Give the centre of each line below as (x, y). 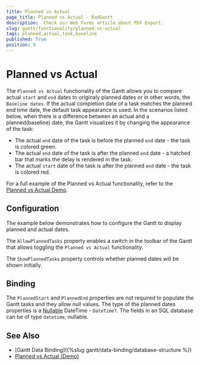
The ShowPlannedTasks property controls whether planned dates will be (93, 258)
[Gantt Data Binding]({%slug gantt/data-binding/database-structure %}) (103, 350)
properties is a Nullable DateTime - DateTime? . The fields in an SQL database (100, 311)
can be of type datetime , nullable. (47, 317)
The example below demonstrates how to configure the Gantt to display (94, 223)
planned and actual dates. (38, 229)
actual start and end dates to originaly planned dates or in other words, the (98, 97)
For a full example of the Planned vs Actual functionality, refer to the (90, 183)
